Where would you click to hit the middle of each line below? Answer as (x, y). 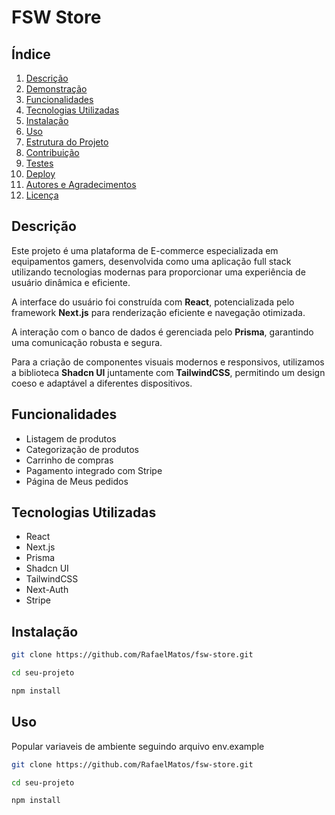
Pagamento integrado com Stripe (94, 470)
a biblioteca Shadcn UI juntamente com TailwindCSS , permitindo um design (168, 372)
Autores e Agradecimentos (81, 184)
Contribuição (52, 152)
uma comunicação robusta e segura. (87, 342)
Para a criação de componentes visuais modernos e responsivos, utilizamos (168, 362)
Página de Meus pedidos (77, 481)
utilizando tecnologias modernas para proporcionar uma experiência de (158, 272)
